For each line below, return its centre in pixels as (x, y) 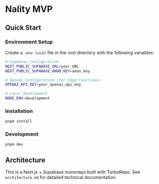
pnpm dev (14, 145)
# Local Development (27, 94)
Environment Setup (29, 42)
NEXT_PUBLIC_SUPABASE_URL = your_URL (42, 66)
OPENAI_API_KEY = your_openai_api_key (43, 85)
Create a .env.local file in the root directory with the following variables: (80, 52)
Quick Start (23, 28)
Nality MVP (29, 9)
